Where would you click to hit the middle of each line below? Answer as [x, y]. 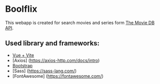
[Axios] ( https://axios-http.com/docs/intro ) [56, 60]
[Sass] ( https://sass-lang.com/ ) [44, 71]
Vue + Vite [23, 55]
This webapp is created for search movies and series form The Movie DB [80, 23]
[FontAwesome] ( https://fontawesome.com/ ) [58, 76]
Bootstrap [22, 65]
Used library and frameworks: [52, 43]
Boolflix [21, 9]
